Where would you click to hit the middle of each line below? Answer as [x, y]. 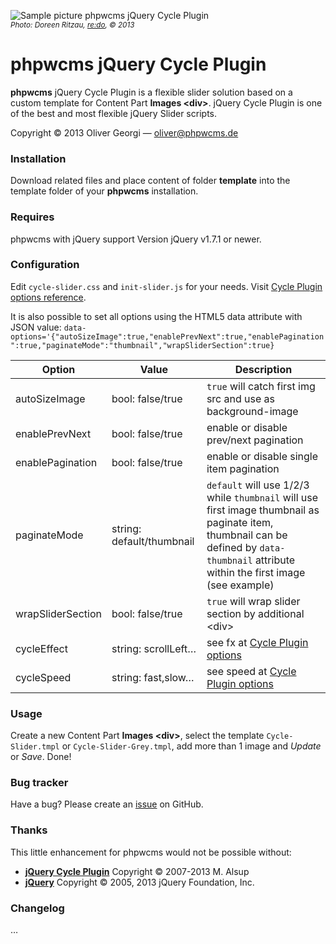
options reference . [48, 297]
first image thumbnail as [263, 510]
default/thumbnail [153, 541]
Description [263, 369]
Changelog [37, 908]
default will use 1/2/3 [258, 485]
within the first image [256, 572]
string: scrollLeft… [154, 648]
